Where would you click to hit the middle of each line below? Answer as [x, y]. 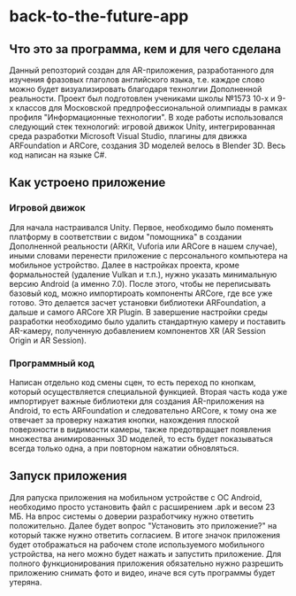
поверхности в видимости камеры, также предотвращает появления [140, 429]
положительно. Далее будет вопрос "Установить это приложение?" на [143, 525]
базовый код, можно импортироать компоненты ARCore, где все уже [141, 293]
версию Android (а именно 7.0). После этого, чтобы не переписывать [140, 283]
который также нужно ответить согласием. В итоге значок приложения [145, 535]
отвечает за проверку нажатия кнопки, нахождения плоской [125, 420]
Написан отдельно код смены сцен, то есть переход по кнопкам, [133, 382]
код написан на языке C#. [58, 155]
